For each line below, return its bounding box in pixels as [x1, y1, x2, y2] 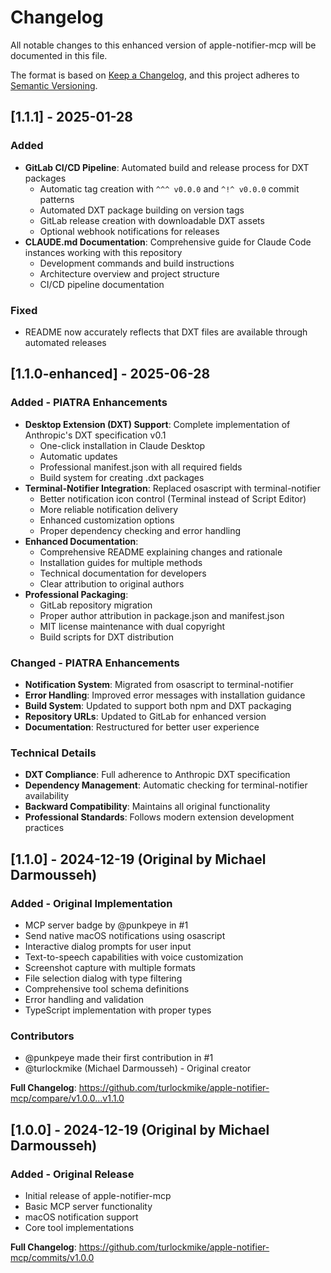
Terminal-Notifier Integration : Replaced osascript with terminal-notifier [24, 482, 322, 494]
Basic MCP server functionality [24, 1200, 153, 1212]
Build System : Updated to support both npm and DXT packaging [24, 699, 292, 711]
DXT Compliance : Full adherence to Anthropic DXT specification [24, 769, 291, 781]
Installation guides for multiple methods [39, 556, 203, 568]
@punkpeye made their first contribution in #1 [24, 1052, 214, 1064]
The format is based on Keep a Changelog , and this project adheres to [10, 69, 300, 81]
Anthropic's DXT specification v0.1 [24, 429, 167, 441]
